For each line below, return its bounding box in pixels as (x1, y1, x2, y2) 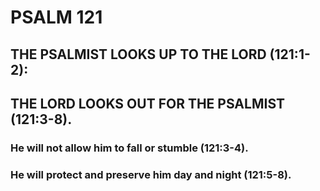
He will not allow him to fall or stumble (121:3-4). (10, 141, 249, 155)
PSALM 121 (10, 6, 103, 29)
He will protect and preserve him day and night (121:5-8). (10, 167, 292, 181)
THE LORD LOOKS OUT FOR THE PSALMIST (10, 95, 286, 112)
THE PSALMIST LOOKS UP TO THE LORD (10, 46, 267, 63)
